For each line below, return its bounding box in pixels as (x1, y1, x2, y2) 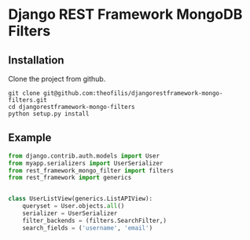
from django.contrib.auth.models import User (8, 151, 160, 160)
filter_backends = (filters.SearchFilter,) (22, 216, 167, 224)
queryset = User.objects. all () (22, 202, 125, 210)
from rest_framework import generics (8, 174, 132, 182)
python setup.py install (8, 110, 90, 118)
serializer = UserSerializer (22, 209, 118, 217)
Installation (8, 53, 64, 67)
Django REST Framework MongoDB (8, 5, 243, 24)
